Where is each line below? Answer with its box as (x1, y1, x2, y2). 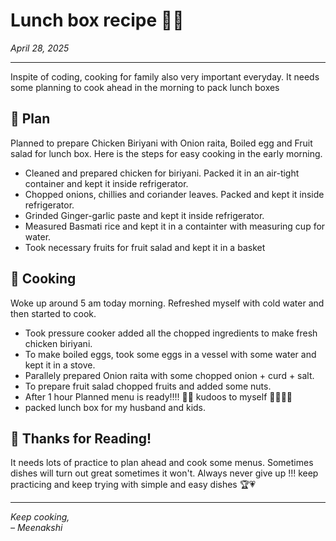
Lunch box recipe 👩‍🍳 (10, 9, 185, 32)
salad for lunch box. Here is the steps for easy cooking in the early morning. (10, 147, 323, 159)
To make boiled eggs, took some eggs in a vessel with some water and (24, 348, 317, 360)
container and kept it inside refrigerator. (24, 177, 189, 189)
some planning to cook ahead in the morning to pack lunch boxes (10, 81, 280, 93)
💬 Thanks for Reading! (10, 430, 152, 447)
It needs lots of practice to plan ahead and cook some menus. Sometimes (10, 457, 314, 469)
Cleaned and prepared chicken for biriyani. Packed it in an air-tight (24, 167, 300, 179)
